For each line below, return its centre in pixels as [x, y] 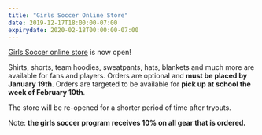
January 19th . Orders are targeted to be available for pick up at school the [130, 84]
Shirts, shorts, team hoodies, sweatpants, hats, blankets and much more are [131, 67]
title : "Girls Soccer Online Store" [68, 15]
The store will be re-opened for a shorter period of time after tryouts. [120, 108]
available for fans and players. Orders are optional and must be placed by [128, 76]
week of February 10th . [47, 93]
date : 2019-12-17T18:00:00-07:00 [63, 23]
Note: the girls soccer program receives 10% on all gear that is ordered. [127, 123]
